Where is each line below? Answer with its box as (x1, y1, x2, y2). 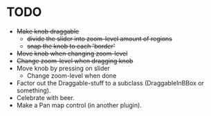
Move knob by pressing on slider (16, 64, 110, 72)
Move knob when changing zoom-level (16, 49, 128, 58)
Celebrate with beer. (16, 93, 75, 101)
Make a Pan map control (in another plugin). (16, 101, 143, 109)
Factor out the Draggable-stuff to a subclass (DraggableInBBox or (16, 78, 205, 87)
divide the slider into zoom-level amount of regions (26, 34, 172, 42)
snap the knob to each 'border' (26, 42, 116, 50)
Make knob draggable (16, 27, 80, 35)
